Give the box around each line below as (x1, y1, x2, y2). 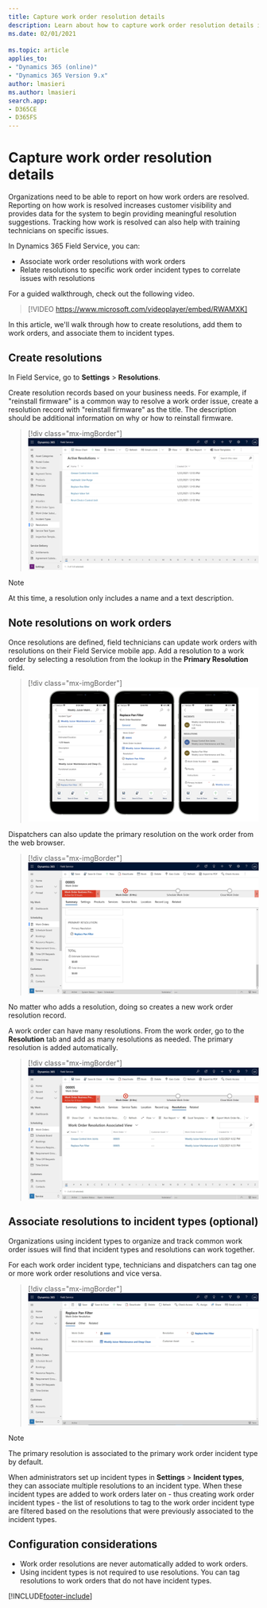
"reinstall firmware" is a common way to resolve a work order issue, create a (8, 396, 259, 406)
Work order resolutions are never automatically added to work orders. (19, 1559, 249, 1568)
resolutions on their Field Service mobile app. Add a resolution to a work (8, 645, 245, 656)
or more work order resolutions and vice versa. (8, 1268, 162, 1278)
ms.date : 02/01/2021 (8, 29, 77, 37)
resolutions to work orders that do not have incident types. (19, 1575, 212, 1585)
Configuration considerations (8, 1538, 157, 1552)
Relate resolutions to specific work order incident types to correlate (19, 265, 241, 274)
